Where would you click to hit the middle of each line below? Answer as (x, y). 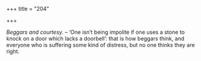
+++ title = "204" (28, 9)
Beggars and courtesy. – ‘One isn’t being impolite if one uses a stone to (96, 32)
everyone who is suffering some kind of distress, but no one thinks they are (101, 45)
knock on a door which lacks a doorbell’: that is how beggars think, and (95, 38)
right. (13, 51)
